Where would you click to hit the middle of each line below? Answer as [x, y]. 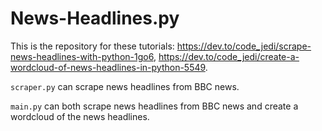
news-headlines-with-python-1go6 [82, 56]
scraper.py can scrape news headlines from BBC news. [125, 86]
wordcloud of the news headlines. [80, 116]
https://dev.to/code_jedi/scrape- [244, 46]
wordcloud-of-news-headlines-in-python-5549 [108, 67]
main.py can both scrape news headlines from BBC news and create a [154, 106]
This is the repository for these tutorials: [92, 46]
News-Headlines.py [95, 18]
